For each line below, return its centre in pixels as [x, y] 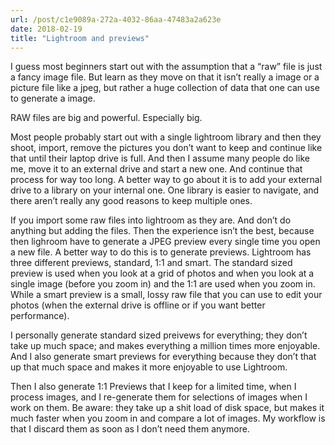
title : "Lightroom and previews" [80, 38]
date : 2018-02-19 [46, 29]
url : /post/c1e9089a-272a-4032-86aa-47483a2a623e [116, 19]
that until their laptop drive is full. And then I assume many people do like [160, 158]
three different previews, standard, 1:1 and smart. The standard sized [151, 263]
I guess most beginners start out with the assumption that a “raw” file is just [166, 67]
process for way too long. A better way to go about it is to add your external [166, 180]
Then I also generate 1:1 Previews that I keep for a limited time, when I [153, 387]
